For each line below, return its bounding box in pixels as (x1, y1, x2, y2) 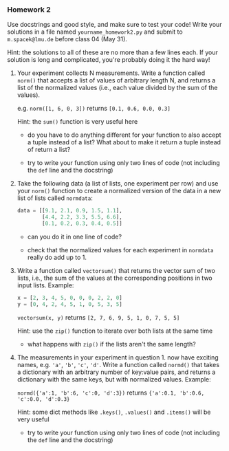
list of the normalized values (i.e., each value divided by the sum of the (17, 84, 218, 92)
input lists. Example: (17, 280, 74, 289)
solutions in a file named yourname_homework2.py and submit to (7, 27, 184, 36)
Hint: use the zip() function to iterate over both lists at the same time (17, 327, 213, 335)
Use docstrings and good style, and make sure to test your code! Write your (7, 21, 222, 29)
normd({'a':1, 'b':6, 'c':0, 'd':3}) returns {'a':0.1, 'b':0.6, (17, 388, 205, 397)
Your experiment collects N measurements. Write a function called (17, 69, 205, 77)
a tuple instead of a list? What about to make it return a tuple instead (27, 138, 221, 146)
